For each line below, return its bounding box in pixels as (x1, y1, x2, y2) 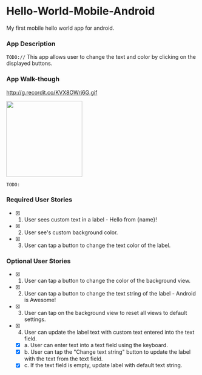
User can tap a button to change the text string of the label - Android (24, 290, 196, 297)
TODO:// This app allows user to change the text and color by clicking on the (6, 53, 196, 61)
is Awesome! (24, 296, 56, 304)
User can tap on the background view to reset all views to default (24, 309, 187, 317)
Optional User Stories (6, 257, 71, 265)
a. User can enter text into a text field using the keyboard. (24, 342, 168, 349)
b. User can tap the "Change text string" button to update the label (24, 348, 191, 356)
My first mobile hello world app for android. (6, 24, 115, 32)
